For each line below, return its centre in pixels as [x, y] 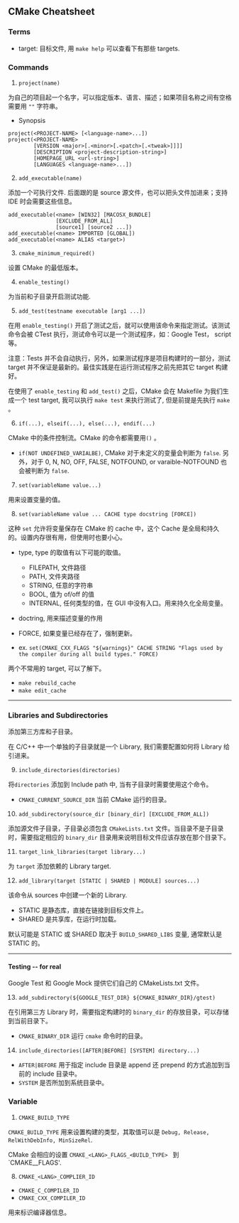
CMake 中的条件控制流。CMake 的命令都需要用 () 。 [84, 437]
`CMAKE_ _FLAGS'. [35, 1163]
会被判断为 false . [44, 470]
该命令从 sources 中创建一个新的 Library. [68, 895]
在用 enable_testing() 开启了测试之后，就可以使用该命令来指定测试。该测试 [119, 325]
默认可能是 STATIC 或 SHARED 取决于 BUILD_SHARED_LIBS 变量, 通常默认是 [115, 934]
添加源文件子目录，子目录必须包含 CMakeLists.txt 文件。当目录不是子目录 [116, 828]
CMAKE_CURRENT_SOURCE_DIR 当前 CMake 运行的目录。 [94, 800]
